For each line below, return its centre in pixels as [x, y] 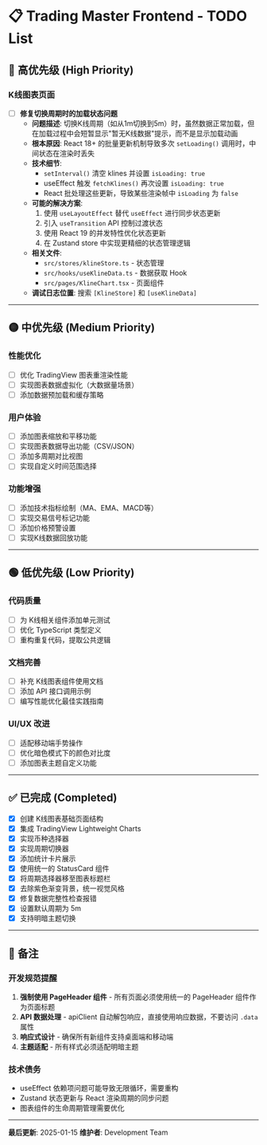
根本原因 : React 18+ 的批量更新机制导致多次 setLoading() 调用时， [140, 143]
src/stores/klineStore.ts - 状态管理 [104, 263]
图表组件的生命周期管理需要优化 [72, 1108]
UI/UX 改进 [29, 724]
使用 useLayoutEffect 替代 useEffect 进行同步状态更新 [132, 213]
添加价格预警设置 [48, 527]
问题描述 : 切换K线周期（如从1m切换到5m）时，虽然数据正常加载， [139, 123]
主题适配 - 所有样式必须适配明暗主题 [79, 1046]
